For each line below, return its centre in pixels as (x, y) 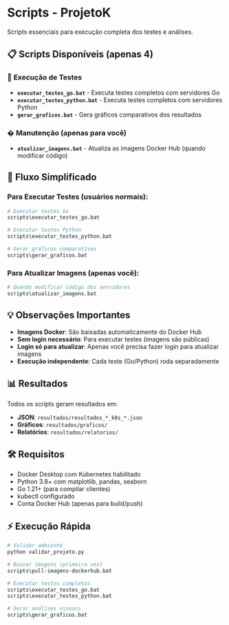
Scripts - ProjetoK (59, 13)
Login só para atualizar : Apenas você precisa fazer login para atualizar (118, 346)
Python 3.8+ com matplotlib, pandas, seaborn (82, 482)
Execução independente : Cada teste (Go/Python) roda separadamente (118, 361)
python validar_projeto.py (46, 552)
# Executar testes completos (49, 583)
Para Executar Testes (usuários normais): (78, 197)
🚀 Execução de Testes (45, 77)
